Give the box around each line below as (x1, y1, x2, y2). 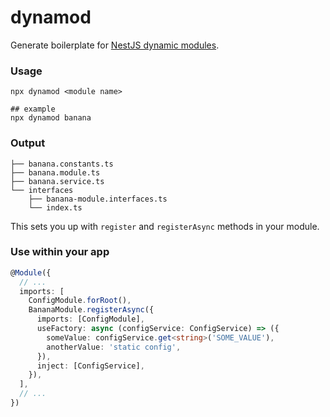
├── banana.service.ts (10, 176, 105, 186)
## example (10, 104, 56, 115)
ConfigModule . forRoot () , (28, 296, 132, 306)
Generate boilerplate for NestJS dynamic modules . (10, 39, 220, 51)
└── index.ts (28, 202, 83, 213)
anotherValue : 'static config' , (46, 342, 182, 352)
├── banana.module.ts (10, 167, 101, 178)
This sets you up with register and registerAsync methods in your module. (10, 220, 320, 232)
